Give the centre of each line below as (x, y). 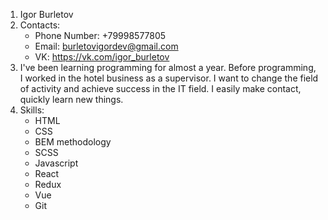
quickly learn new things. (71, 99)
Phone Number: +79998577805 (100, 35)
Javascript (56, 163)
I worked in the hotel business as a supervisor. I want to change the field (169, 78)
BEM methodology (73, 142)
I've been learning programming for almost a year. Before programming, (168, 67)
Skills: (32, 110)
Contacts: (40, 25)
